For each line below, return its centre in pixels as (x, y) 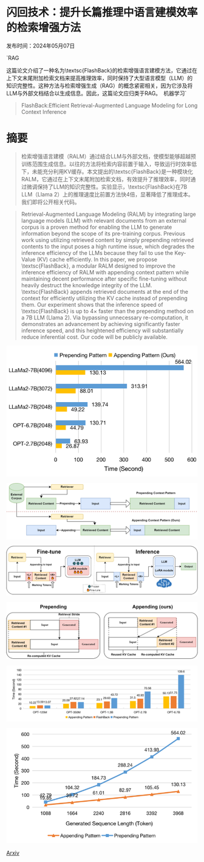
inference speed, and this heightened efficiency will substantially (102, 330)
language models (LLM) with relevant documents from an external (104, 220)
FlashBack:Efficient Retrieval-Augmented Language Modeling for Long (109, 105)
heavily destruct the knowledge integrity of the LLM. (87, 285)
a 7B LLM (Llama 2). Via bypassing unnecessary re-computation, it (104, 318)
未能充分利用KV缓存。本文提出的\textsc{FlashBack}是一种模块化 (112, 172)
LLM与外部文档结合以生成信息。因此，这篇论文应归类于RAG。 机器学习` (97, 93)
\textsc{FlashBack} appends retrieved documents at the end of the (104, 291)
